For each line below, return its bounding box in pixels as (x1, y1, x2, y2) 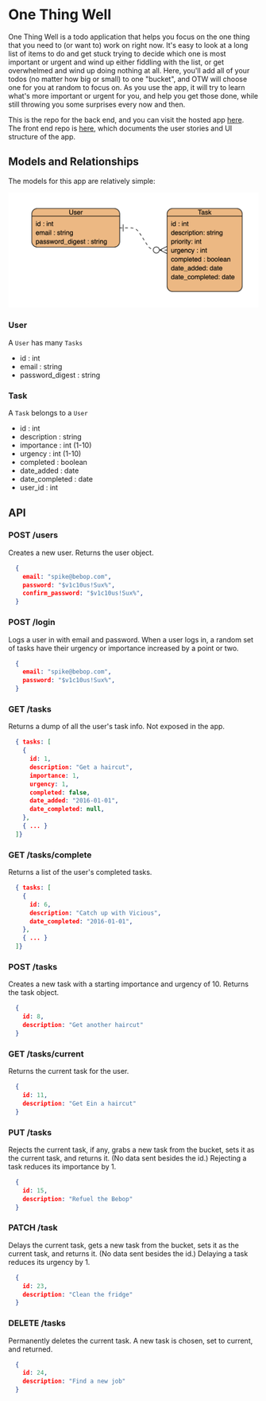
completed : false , (29, 788, 91, 797)
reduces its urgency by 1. (8, 1257, 91, 1266)
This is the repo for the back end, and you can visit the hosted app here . (8, 115, 245, 124)
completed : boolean (19, 458, 87, 467)
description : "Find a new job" (22, 1377, 126, 1386)
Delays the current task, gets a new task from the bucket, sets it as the (8, 1240, 240, 1250)
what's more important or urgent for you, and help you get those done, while (8, 91, 259, 100)
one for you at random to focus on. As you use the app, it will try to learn (8, 82, 245, 92)
